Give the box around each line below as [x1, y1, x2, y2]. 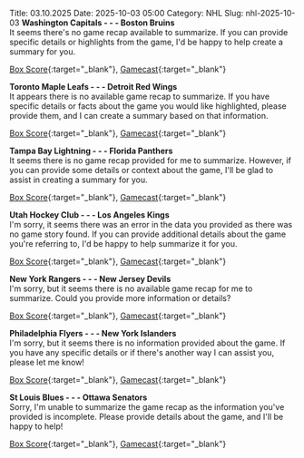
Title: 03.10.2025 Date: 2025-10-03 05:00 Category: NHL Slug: [9, 8, 244, 18]
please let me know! [9, 357, 84, 367]
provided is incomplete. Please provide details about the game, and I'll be [9, 412, 284, 422]
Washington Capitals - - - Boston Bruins [21, 17, 175, 28]
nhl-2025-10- [245, 8, 296, 18]
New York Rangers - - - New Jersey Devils [9, 274, 172, 284]
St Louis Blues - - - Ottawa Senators [9, 392, 148, 403]
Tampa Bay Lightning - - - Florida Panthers [9, 145, 173, 156]
